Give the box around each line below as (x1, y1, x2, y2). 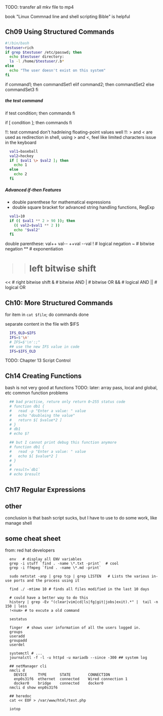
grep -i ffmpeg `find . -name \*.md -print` (9, 565, 102, 570)
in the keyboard (5, 139, 37, 145)
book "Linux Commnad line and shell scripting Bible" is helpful (5, 14, 130, 19)
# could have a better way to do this (9, 595, 89, 601)
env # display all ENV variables (9, 557, 82, 562)
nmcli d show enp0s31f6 (9, 685, 58, 690)
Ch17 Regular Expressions (5, 485, 86, 493)
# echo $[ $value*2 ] (9, 453, 58, 459)
